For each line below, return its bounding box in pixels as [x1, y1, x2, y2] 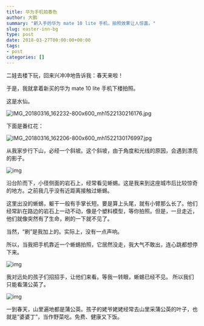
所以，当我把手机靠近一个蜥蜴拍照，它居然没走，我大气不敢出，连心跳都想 [6, 241, 192, 248]
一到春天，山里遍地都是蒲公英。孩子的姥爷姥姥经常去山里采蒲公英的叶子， [6, 305, 192, 313]
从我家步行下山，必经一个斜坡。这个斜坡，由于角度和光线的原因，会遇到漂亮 [6, 147, 198, 154]
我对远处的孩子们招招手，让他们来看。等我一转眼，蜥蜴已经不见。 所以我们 [6, 273, 194, 280]
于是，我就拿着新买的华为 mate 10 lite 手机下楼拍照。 [6, 85, 139, 92]
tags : [6, 43, 20, 49]
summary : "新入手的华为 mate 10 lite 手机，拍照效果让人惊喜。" [6, 20, 156, 26]
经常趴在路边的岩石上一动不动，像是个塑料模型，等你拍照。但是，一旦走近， [6, 207, 198, 215]
